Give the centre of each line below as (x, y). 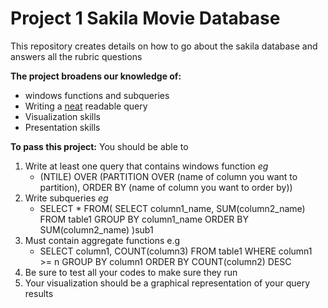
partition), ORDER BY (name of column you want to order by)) (166, 187)
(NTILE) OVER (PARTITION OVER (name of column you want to (168, 176)
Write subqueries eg (66, 198)
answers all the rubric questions (76, 56)
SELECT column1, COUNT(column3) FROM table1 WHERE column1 (176, 251)
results (39, 293)
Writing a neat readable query (86, 106)
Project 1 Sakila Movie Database (145, 18)
